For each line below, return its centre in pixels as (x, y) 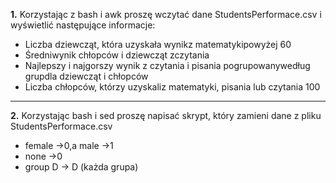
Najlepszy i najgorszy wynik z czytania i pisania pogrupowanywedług (167, 65)
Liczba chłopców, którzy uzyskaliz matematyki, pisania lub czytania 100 (172, 87)
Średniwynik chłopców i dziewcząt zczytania (117, 55)
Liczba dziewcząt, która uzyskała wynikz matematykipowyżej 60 (158, 44)
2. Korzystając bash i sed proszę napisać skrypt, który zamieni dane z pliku (166, 115)
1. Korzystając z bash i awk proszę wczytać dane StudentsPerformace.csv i (166, 14)
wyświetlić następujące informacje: (83, 25)
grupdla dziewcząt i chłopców (86, 76)
